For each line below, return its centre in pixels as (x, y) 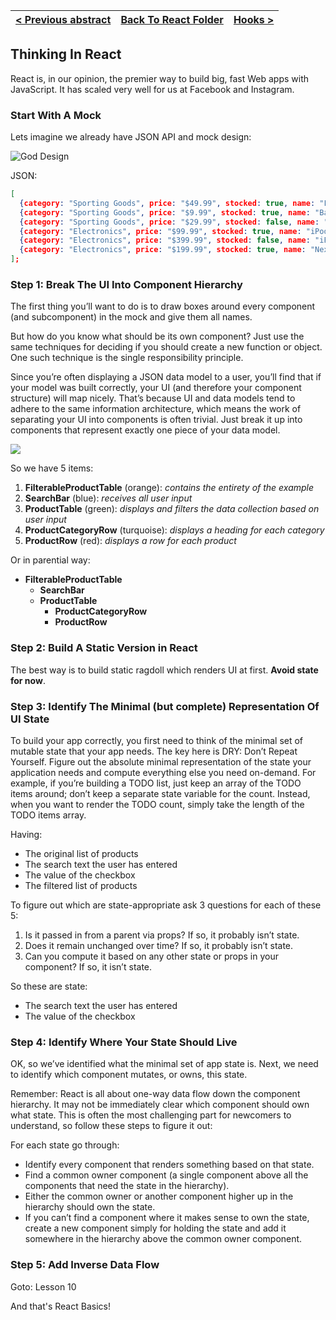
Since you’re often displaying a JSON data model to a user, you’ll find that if (166, 377)
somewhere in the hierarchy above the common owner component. (163, 1239)
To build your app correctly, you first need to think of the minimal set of (157, 740)
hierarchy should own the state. (90, 1207)
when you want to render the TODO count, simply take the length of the (157, 804)
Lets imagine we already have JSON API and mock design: (131, 137)
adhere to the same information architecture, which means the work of (156, 409)
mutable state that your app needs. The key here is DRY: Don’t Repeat (154, 751)
